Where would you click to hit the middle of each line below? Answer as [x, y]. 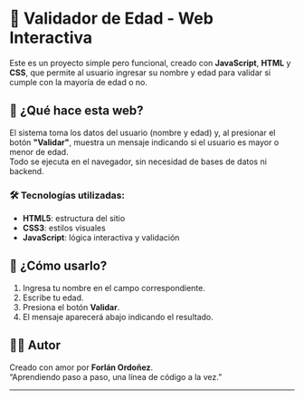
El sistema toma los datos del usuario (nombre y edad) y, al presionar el [142, 132]
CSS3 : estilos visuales [64, 228]
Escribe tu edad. [53, 298]
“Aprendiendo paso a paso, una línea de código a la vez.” [116, 376]
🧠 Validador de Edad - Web [112, 19]
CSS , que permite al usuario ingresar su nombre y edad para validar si [140, 73]
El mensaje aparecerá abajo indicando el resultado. [118, 317]
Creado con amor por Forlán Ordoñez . [81, 367]
